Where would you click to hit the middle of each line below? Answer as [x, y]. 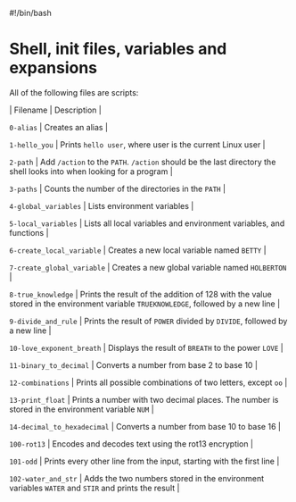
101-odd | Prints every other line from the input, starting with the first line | [144, 461]
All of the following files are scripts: [74, 92]
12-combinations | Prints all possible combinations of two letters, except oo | [148, 382]
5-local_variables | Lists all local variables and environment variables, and [147, 223]
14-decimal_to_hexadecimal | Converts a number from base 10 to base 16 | [145, 426]
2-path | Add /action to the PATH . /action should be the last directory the [143, 162]
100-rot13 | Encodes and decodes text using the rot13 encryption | [132, 443]
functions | [29, 232]
